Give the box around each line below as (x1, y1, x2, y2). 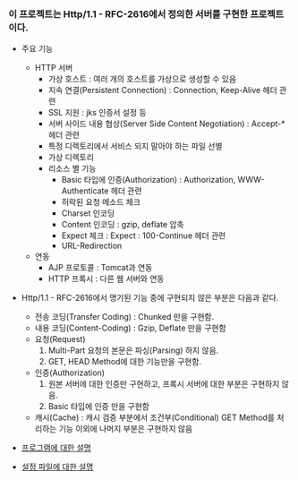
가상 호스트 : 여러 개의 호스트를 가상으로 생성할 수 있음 (47, 73, 237, 84)
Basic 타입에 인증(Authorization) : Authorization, (61, 175, 236, 185)
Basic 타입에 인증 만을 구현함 (47, 401, 149, 412)
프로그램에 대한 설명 (21, 442, 91, 453)
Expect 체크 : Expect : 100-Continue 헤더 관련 (61, 230, 226, 241)
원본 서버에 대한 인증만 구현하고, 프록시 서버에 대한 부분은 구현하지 (47, 379, 280, 390)
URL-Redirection (61, 240, 123, 252)
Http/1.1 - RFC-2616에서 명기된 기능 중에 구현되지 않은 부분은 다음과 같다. (21, 293, 279, 304)
